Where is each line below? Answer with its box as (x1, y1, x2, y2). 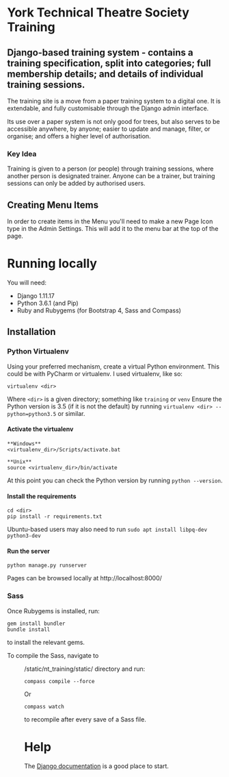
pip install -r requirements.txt (7, 513, 103, 520)
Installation (7, 326, 56, 338)
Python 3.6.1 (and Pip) (16, 299, 79, 308)
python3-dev (7, 532, 41, 539)
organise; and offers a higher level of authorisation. (7, 132, 152, 140)
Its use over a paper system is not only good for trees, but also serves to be (7, 118, 220, 125)
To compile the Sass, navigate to (7, 651, 99, 659)
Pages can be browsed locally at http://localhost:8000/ (7, 574, 163, 582)
